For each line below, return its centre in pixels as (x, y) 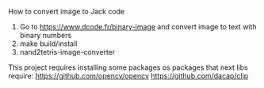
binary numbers (46, 35)
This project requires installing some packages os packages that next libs (128, 67)
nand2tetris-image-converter (67, 52)
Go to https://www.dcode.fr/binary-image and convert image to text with (138, 27)
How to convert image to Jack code (67, 11)
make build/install (48, 44)
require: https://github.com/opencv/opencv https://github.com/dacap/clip (128, 76)
